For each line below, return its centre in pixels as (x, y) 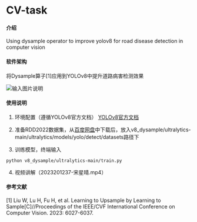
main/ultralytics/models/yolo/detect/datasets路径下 (77, 137)
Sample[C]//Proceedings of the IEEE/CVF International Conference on (91, 206)
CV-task (27, 10)
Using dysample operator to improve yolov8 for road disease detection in (95, 41)
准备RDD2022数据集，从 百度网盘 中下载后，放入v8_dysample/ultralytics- (103, 130)
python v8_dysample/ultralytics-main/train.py (64, 160)
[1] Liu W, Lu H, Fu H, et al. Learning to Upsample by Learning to (84, 200)
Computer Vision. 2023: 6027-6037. (50, 213)
